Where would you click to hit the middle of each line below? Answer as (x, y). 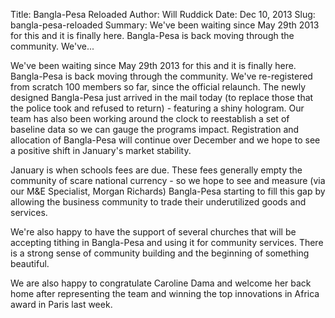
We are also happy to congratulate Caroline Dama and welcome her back (161, 283)
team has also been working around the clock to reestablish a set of (150, 118)
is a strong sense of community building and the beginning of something (160, 253)
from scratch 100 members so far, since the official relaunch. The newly (158, 87)
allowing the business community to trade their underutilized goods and (158, 202)
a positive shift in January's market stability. (101, 150)
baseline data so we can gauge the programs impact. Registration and (155, 129)
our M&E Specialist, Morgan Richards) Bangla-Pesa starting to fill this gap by (168, 191)
